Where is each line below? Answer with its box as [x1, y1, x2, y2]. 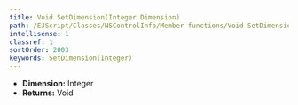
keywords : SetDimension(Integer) [9, 54, 133, 63]
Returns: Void [21, 87, 74, 98]
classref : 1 [9, 37, 53, 47]
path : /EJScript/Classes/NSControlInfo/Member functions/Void [9, 21, 244, 30]
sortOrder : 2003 [9, 46, 69, 55]
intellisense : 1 [9, 29, 69, 38]
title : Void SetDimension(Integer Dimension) [9, 12, 180, 22]
